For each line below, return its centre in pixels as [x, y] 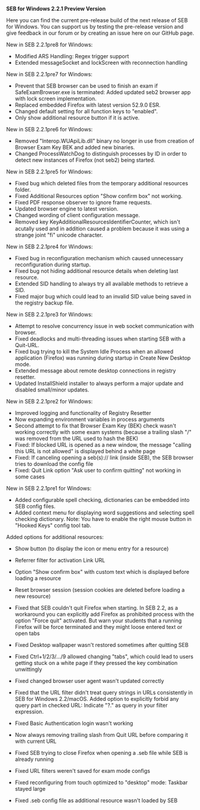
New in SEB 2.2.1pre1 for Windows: [49, 488]
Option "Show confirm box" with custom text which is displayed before [102, 572]
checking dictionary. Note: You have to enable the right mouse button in [103, 519]
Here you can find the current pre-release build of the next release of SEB [97, 20]
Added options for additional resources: [55, 537]
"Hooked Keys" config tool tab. [53, 525]
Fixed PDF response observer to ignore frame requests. [83, 202]
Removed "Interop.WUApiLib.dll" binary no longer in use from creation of [104, 141]
